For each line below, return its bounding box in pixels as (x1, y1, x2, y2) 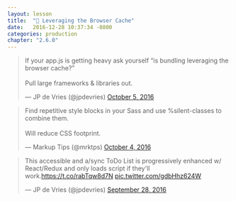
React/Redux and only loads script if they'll (24, 164, 150, 173)
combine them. (24, 114, 69, 123)
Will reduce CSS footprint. (24, 129, 101, 138)
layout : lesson (7, 10, 52, 18)
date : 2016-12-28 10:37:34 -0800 (7, 23, 113, 31)
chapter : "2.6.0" (7, 37, 59, 44)
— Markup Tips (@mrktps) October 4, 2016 (24, 143, 151, 151)
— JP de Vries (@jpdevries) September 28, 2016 (24, 185, 167, 194)
